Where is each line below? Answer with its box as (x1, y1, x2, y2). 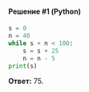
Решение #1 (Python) (8, 6, 82, 16)
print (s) (8, 61, 38, 70)
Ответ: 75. (8, 77, 44, 86)
